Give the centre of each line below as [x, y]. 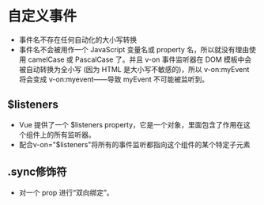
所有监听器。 [74, 135]
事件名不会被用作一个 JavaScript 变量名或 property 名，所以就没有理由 [134, 49]
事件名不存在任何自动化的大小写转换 [78, 40]
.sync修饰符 [37, 172]
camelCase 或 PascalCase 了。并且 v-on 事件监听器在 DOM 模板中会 [140, 59]
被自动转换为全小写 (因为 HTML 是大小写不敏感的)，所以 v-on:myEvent [134, 69]
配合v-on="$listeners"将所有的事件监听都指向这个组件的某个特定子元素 [134, 144]
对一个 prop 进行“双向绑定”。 [66, 192]
